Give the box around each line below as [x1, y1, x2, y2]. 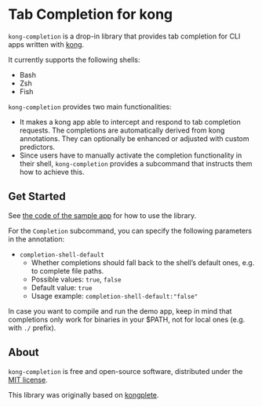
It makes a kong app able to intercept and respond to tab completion [19, 117, 242, 126]
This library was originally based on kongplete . [8, 390, 159, 399]
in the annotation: [8, 234, 65, 244]
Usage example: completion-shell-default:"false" [31, 291, 198, 300]
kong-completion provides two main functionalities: [8, 102, 172, 111]
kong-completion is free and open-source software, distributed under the [8, 366, 243, 376]
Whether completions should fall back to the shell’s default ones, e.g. [31, 257, 255, 267]
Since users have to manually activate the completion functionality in [19, 151, 242, 160]
